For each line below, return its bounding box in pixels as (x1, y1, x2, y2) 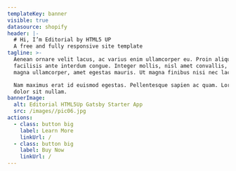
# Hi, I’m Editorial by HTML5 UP (13, 36, 112, 43)
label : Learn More (20, 127, 74, 134)
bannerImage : (7, 95, 46, 102)
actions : (7, 114, 33, 121)
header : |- (7, 29, 39, 37)
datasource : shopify (7, 23, 68, 30)
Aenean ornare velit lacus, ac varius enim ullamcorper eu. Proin (13, 56, 212, 63)
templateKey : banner (7, 10, 68, 18)
